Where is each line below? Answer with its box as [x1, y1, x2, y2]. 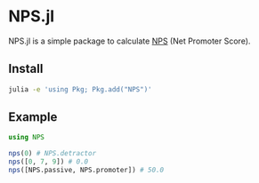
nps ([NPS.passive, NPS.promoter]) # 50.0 [8, 166, 165, 175]
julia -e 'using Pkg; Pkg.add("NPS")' [8, 84, 152, 94]
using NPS [8, 133, 45, 142]
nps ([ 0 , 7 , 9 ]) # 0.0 [8, 157, 89, 166]
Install [8, 61, 44, 76]
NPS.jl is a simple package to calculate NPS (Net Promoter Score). [8, 36, 251, 46]
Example [8, 109, 58, 125]
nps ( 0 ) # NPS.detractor [8, 149, 97, 158]
